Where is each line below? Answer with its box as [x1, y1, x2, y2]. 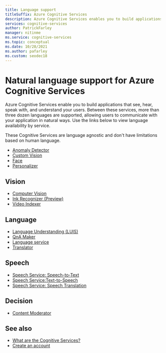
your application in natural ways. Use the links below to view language [5, 118, 148, 123]
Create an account [12, 343, 50, 349]
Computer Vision [12, 190, 47, 196]
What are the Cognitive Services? [12, 338, 81, 344]
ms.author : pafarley [5, 49, 48, 54]
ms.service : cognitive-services [5, 35, 72, 40]
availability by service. [5, 122, 50, 129]
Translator [12, 244, 34, 250]
